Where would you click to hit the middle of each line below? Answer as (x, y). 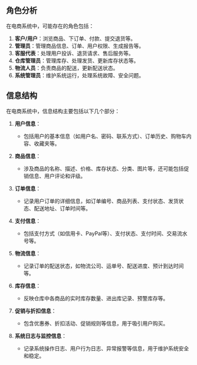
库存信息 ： (28, 285)
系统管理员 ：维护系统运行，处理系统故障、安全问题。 (79, 75)
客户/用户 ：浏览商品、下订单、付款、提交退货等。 (75, 38)
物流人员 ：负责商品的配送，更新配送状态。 (66, 68)
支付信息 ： (28, 221)
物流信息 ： (28, 253)
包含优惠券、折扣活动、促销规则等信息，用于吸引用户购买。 (96, 323)
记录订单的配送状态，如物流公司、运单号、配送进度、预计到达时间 (104, 266)
